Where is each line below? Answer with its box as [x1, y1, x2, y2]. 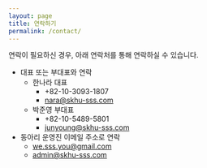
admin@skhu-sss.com [32, 150, 107, 160]
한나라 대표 [32, 78, 67, 88]
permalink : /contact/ [8, 27, 82, 35]
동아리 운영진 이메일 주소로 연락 [19, 132, 120, 142]
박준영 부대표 [32, 105, 75, 114]
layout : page [8, 11, 53, 20]
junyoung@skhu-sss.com [44, 123, 130, 132]
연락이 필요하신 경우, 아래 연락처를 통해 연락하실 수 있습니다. [8, 50, 199, 60]
